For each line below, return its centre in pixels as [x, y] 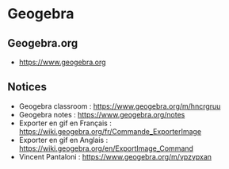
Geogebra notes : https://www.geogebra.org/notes [102, 114]
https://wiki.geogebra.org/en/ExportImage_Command [106, 148]
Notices [27, 87]
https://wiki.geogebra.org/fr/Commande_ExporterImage [110, 131]
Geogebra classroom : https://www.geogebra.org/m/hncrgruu [120, 106]
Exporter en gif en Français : [65, 123]
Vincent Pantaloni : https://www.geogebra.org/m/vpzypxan [115, 156]
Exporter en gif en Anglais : [63, 140]
